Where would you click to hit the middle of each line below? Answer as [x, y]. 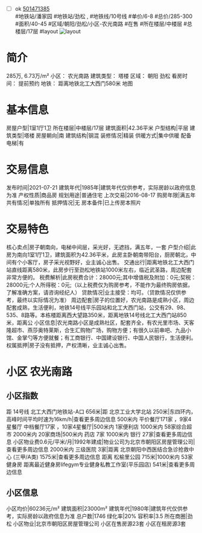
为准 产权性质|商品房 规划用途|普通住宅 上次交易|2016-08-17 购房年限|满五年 [101, 195]
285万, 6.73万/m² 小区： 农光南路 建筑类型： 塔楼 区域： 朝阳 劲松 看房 [94, 76]
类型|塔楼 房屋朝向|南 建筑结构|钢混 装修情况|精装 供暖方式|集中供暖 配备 [101, 135]
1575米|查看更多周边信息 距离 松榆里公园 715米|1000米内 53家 [116, 457]
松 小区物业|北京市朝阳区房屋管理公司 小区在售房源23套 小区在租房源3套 [96, 523]
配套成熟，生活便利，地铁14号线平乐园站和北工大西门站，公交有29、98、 [97, 307]
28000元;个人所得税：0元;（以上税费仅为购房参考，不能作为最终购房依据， [99, 285]
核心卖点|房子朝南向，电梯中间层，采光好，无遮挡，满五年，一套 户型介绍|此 [101, 247]
